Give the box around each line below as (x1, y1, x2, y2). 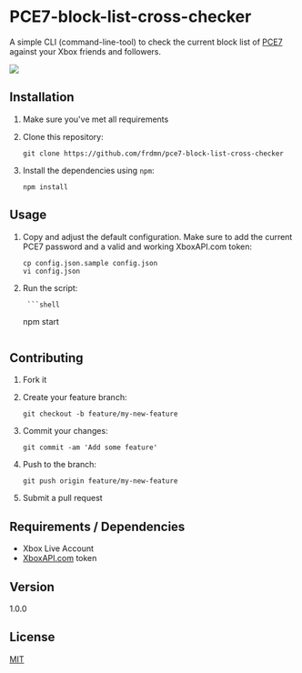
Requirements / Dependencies (9, 518, 186, 534)
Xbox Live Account (22, 543, 94, 554)
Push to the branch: (22, 459, 97, 470)
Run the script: (22, 282, 78, 293)
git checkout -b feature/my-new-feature (22, 409, 178, 419)
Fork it (22, 375, 47, 386)
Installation (9, 89, 75, 105)
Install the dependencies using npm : (22, 165, 155, 176)
